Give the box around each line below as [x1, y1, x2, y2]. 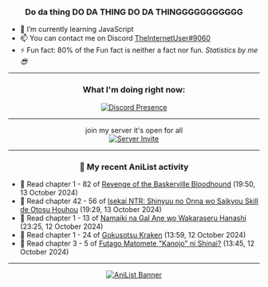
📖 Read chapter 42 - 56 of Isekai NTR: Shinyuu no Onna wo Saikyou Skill [19, 196, 259, 206]
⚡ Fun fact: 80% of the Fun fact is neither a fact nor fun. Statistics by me [19, 45, 258, 55]
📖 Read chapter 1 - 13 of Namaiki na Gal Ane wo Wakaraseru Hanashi [19, 213, 247, 222]
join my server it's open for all [85, 125, 183, 135]
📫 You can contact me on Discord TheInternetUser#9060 [19, 33, 211, 43]
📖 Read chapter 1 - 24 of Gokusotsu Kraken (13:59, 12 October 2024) [19, 230, 246, 239]
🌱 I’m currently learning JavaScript [19, 25, 134, 34]
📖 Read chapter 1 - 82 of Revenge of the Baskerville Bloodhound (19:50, [19, 179, 256, 189]
